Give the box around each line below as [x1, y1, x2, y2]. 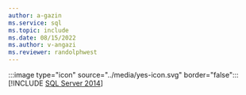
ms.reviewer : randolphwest [8, 48, 98, 56]
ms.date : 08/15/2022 [8, 33, 77, 42]
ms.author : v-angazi [8, 41, 77, 49]
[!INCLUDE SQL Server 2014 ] [8, 78, 103, 88]
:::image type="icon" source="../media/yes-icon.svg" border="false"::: [8, 70, 240, 79]
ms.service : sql [8, 19, 62, 27]
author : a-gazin [8, 11, 62, 20]
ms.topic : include [8, 26, 69, 34]
